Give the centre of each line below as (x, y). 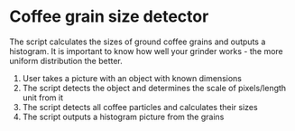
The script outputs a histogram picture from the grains (123, 117)
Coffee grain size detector (109, 17)
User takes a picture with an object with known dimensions (132, 78)
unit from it (43, 98)
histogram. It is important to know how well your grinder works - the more (146, 51)
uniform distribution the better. (66, 61)
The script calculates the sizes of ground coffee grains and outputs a (138, 42)
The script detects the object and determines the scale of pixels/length (154, 88)
